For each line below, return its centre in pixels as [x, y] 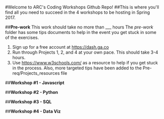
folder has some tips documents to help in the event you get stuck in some [81, 32]
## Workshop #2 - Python [32, 92]
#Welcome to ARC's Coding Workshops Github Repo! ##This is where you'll [82, 7]
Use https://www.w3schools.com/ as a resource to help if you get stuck [85, 63]
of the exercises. [22, 37]
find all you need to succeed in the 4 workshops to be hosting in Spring [78, 12]
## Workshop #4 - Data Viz [33, 111]
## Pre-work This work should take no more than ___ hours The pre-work [79, 27]
